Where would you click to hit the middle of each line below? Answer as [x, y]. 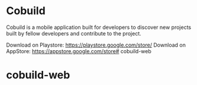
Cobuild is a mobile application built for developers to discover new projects [98, 27]
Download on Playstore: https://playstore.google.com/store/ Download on [96, 45]
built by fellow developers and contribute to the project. [74, 33]
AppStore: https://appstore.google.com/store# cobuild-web [79, 51]
